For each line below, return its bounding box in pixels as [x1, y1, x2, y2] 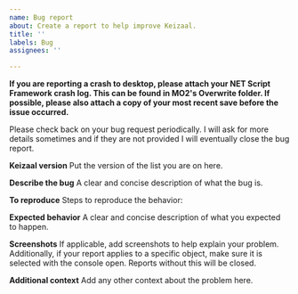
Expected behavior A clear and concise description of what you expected [9, 212, 281, 223]
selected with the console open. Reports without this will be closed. [9, 257, 256, 268]
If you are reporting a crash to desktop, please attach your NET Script [9, 78, 271, 89]
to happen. [9, 222, 49, 233]
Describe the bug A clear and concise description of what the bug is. [9, 177, 263, 188]
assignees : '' [9, 46, 62, 55]
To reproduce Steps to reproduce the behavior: [9, 195, 183, 206]
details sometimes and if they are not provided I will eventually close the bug [9, 134, 290, 144]
